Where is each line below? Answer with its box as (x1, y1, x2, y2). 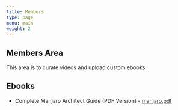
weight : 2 (6, 25, 31, 32)
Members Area (6, 47, 63, 58)
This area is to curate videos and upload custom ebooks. (6, 64, 147, 71)
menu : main (6, 20, 34, 26)
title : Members (6, 8, 44, 15)
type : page (6, 14, 34, 20)
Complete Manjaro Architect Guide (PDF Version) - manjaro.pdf (14, 97, 173, 104)
